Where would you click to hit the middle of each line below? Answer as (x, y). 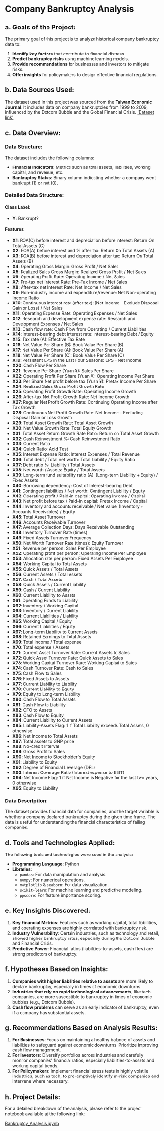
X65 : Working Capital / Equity (42, 621)
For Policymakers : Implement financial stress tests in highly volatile (80, 1071)
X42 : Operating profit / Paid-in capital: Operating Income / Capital (79, 496)
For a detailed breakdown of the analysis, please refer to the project (73, 1109)
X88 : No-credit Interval (36, 746)
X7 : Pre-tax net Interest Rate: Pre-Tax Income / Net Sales (70, 282)
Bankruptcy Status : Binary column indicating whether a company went (84, 177)
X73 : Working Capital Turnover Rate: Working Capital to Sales (74, 663)
